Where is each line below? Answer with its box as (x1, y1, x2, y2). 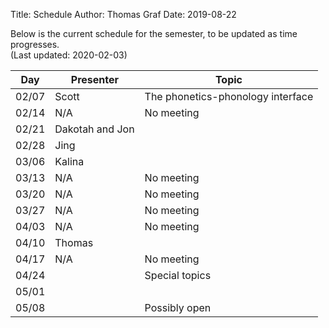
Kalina (54, 155, 85, 168)
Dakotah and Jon (54, 122, 135, 136)
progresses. (10, 39, 60, 50)
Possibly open (144, 301, 212, 314)
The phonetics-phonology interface (144, 90, 314, 103)
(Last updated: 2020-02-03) (10, 49, 128, 61)
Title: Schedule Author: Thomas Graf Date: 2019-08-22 (10, 9, 237, 20)
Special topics (144, 269, 212, 282)
